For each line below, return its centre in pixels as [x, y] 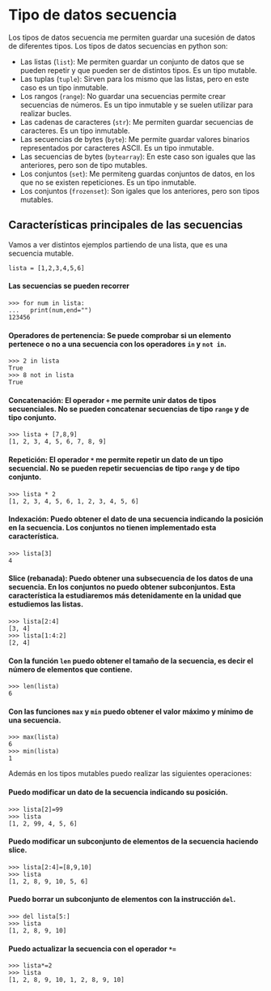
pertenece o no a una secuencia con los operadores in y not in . [117, 344]
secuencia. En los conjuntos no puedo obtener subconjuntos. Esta [122, 587]
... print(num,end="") [50, 310]
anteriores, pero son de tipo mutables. [84, 165]
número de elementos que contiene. [71, 669]
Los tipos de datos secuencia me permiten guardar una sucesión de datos [132, 37]
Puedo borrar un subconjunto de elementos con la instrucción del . [122, 899]
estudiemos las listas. [46, 604]
